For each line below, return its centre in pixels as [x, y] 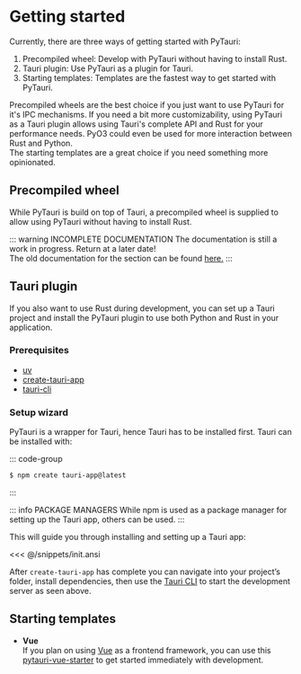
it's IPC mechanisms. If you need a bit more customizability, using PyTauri [146, 114]
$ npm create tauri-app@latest [68, 475]
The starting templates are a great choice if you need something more [139, 152]
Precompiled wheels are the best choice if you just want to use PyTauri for [147, 104]
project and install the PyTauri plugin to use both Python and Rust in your [144, 317]
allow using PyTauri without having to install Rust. [101, 221]
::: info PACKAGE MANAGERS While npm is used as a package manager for [148, 510]
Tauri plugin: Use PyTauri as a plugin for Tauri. [108, 68]
